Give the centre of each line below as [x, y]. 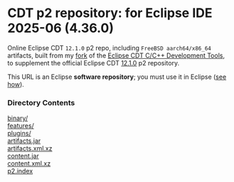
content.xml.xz [29, 164]
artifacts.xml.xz [30, 149]
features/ [21, 126]
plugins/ [19, 134]
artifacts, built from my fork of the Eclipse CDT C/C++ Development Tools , [116, 55]
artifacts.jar [24, 141]
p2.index [20, 171]
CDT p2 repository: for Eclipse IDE [110, 13]
